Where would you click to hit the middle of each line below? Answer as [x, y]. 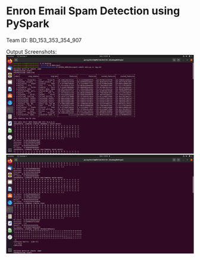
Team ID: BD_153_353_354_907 [44, 40]
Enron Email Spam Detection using [93, 11]
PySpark [28, 24]
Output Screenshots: [32, 51]
